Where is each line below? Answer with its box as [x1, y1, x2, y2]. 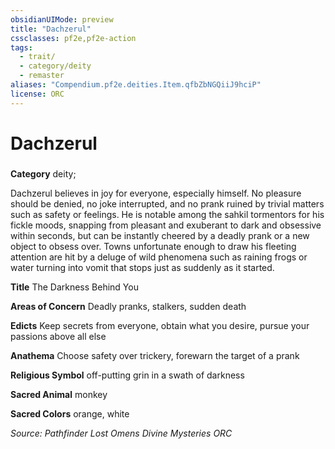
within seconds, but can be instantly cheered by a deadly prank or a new [10, 229, 310, 241]
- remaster [19, 71, 65, 81]
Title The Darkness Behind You [10, 281, 139, 293]
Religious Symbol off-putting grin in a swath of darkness [10, 369, 245, 381]
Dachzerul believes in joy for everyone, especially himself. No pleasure [10, 187, 302, 199]
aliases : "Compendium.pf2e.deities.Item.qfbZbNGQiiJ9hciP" [10, 80, 262, 90]
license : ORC [10, 89, 65, 99]
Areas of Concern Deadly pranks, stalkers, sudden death [10, 300, 247, 312]
